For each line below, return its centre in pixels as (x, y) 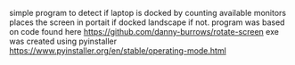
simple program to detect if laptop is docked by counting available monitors (148, 13)
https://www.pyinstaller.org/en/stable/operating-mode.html (118, 51)
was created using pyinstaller (63, 41)
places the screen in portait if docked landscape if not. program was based (147, 22)
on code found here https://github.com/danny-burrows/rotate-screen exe (144, 32)
